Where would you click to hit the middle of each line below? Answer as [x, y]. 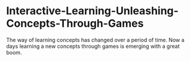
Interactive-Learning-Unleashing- [93, 11]
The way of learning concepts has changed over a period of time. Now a [95, 40]
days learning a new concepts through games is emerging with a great [93, 46]
